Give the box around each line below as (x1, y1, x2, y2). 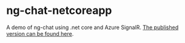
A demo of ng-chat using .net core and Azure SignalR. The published (6, 24, 179, 31)
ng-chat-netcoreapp (6, 4, 112, 18)
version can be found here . (6, 30, 74, 37)
